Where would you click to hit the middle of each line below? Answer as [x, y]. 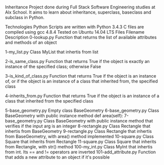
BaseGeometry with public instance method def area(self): [64, 116]
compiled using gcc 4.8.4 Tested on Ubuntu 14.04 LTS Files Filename [75, 32]
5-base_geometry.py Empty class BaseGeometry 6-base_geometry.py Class [82, 110]
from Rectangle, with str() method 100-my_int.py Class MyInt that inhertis [79, 147]
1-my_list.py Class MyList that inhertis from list [52, 52]
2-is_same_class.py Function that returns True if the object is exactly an [78, 61]
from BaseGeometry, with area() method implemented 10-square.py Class [80, 136]
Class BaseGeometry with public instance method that [98, 121]
